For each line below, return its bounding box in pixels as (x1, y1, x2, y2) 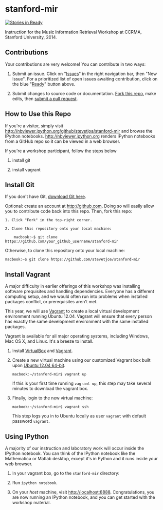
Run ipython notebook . (12, 480, 57, 486)
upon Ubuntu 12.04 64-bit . (12, 362, 66, 369)
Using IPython (5, 432, 49, 441)
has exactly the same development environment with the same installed (5, 318, 148, 325)
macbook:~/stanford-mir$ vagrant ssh (12, 405, 89, 410)
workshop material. (12, 500, 51, 505)
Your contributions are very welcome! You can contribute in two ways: (5, 61, 146, 67)
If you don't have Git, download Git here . (5, 194, 86, 199)
